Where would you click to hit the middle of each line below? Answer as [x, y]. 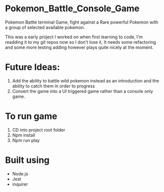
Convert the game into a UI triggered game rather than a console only [82, 91]
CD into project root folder [39, 130]
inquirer [20, 184]
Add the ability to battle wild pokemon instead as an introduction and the [86, 81]
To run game [31, 116]
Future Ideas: [33, 67]
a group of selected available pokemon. [45, 27]
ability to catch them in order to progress [54, 86]
